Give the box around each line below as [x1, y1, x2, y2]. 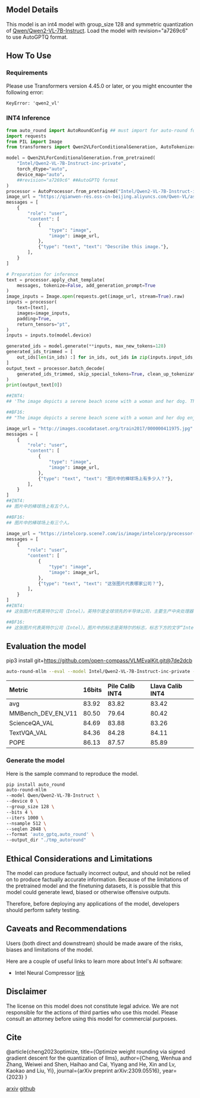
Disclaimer [6, 986, 47, 997]
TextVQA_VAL [9, 729, 48, 737]
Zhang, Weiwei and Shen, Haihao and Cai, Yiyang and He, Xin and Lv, [6, 1061, 176, 1068]
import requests [6, 133, 46, 139]
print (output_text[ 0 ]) [6, 382, 62, 388]
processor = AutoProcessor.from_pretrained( [6, 188, 118, 194]
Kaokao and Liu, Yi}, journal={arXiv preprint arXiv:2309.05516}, [6, 1067, 162, 1075]
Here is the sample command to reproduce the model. [6, 770, 139, 777]
